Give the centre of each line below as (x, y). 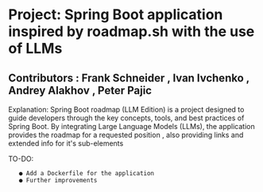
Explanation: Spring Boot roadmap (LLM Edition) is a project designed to (126, 110)
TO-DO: (21, 159)
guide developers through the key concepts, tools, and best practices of (126, 118)
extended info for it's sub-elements (66, 143)
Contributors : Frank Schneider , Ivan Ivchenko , (129, 78)
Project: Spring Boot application (116, 15)
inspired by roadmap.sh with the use (131, 31)
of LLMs (35, 49)
